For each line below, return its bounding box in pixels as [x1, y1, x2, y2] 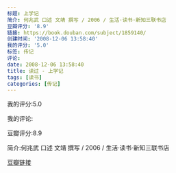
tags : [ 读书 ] [7, 73, 42, 81]
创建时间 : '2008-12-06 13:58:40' [7, 36, 99, 43]
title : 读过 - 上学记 [7, 67, 64, 74]
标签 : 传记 [7, 49, 34, 56]
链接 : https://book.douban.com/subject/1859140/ [7, 29, 147, 36]
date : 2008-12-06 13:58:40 [7, 61, 84, 68]
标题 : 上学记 [7, 10, 39, 17]
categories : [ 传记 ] [7, 80, 61, 87]
